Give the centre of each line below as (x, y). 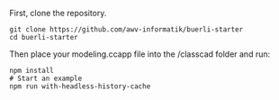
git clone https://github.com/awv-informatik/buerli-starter (126, 30)
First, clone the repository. (58, 13)
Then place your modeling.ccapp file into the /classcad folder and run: (140, 54)
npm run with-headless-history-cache (80, 86)
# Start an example (46, 78)
